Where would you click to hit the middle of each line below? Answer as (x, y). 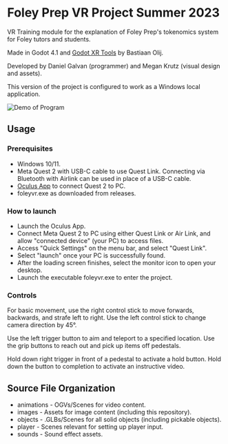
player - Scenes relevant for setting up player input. (90, 427)
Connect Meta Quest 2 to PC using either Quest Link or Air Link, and (114, 233)
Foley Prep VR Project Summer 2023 (114, 13)
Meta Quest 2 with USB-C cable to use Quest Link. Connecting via (111, 171)
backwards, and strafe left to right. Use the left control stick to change (107, 318)
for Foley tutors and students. (49, 39)
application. (24, 94)
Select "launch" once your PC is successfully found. (91, 255)
